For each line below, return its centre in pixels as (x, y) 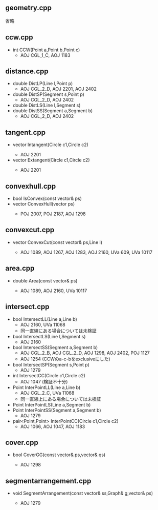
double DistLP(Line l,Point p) (43, 84)
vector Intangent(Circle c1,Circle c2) (50, 145)
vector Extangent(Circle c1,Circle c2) (51, 160)
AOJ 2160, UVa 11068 (43, 324)
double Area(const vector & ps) (45, 280)
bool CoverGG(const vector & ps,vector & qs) (59, 455)
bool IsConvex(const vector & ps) (47, 198)
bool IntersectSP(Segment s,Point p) (51, 364)
